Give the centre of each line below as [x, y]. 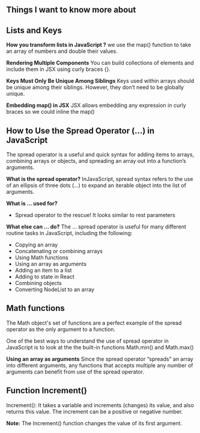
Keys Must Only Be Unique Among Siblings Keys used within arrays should [100, 81]
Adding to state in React [45, 277]
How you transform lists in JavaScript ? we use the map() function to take [98, 45]
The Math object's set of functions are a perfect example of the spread [94, 323]
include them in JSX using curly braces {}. [59, 69]
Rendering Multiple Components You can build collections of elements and [100, 63]
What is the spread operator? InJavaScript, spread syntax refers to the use [100, 179]
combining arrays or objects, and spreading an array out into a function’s [96, 161]
